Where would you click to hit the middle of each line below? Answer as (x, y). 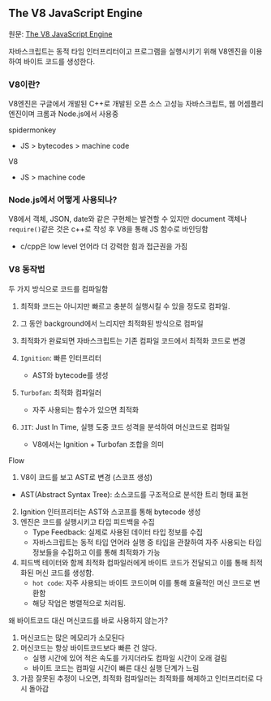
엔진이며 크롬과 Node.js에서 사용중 (64, 114)
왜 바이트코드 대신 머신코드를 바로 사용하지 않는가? (88, 620)
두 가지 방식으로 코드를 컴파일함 (58, 288)
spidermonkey (32, 130)
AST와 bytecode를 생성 (70, 375)
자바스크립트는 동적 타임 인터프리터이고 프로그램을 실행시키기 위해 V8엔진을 (128, 51)
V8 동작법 (27, 270)
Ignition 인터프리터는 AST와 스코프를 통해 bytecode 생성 (110, 512)
